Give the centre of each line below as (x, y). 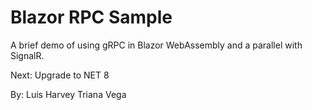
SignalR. (27, 55)
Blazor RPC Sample (91, 17)
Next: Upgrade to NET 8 (60, 75)
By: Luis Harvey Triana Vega (68, 94)
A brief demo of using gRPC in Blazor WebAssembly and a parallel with (156, 45)
